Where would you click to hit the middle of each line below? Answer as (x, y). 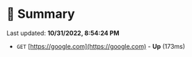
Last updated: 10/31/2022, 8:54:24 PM (63, 33)
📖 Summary (41, 14)
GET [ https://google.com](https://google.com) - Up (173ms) (101, 46)
